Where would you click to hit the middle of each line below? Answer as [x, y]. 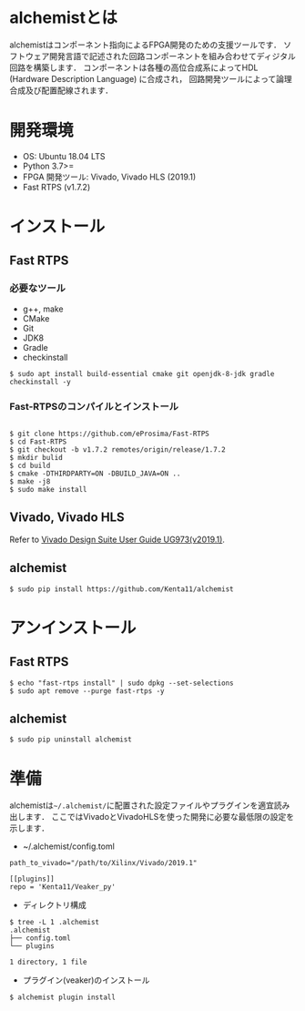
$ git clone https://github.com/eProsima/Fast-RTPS [109, 434]
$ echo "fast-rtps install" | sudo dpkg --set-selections [122, 683]
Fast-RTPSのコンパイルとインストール [94, 406]
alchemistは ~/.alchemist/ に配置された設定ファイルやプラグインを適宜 [142, 805]
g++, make [43, 309]
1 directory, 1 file [49, 962]
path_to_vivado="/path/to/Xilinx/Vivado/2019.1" [103, 863]
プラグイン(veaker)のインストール [86, 980]
